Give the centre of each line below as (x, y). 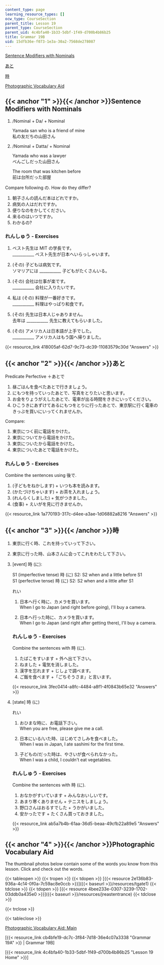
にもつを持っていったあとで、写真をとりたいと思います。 (70, 393)
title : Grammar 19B (25, 37)
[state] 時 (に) (26, 702)
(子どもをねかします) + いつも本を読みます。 (57, 485)
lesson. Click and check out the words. (44, 869)
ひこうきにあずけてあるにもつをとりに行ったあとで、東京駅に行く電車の (85, 405)
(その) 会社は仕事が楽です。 (40, 281)
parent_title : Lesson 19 (30, 23)
